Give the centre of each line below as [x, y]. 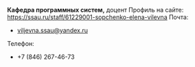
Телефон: [21, 43]
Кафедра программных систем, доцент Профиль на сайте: [95, 10]
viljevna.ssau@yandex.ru [52, 30]
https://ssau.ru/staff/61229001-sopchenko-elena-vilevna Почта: [98, 17]
